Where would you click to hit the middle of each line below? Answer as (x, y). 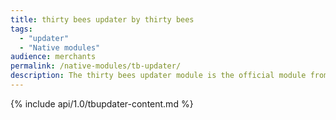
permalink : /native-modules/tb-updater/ (96, 66)
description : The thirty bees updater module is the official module (158, 76)
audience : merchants (53, 57)
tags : (21, 29)
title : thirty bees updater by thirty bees (102, 19)
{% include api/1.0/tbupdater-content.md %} (102, 103)
